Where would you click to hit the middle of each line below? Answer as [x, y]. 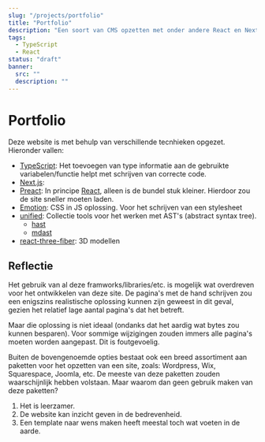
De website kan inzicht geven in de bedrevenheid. [101, 414]
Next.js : [32, 183]
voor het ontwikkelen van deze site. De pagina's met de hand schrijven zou [130, 293]
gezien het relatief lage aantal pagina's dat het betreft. [96, 310]
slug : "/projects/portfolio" [56, 15]
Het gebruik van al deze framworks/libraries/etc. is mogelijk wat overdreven [131, 285]
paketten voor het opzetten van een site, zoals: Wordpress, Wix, [112, 366]
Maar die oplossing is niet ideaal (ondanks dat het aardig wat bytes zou [124, 325]
